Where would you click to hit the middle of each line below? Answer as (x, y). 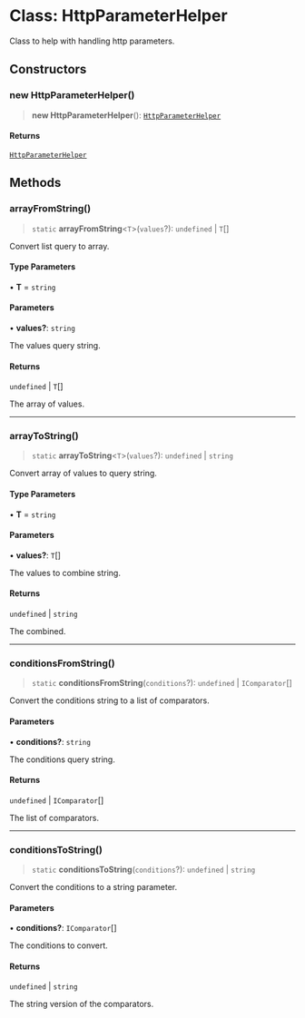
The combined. (38, 631)
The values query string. (55, 345)
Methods (35, 183)
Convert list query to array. (59, 246)
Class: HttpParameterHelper (119, 16)
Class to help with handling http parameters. (92, 41)
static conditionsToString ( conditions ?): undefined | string (143, 870)
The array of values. (47, 404)
